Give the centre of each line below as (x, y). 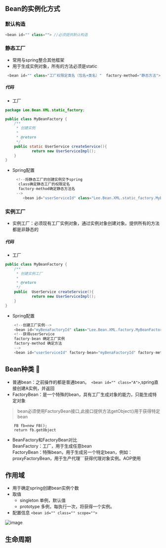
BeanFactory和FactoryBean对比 (45, 440)
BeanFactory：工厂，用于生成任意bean (52, 446)
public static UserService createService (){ (61, 146)
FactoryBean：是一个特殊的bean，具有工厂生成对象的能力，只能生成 (82, 394)
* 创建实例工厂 (29, 274)
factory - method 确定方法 (38, 344)
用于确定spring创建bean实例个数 (45, 488)
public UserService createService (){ (54, 292)
